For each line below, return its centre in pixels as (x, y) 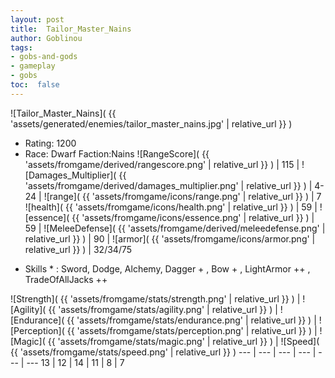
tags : (21, 47)
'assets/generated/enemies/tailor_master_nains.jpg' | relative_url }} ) (151, 123)
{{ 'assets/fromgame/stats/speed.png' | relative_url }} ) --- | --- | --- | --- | (163, 352)
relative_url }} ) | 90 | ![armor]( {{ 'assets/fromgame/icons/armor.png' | (170, 238)
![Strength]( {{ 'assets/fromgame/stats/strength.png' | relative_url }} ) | (155, 298)
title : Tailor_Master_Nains (71, 29)
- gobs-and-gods (44, 57)
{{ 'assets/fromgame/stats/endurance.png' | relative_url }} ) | (191, 320)
